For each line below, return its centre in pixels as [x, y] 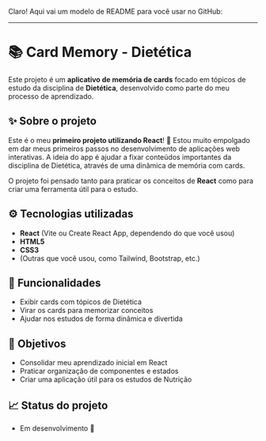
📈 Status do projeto [58, 405]
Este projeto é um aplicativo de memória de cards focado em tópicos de [127, 79]
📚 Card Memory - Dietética [100, 53]
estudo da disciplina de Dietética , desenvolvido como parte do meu [119, 88]
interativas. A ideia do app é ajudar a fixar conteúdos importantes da [120, 156]
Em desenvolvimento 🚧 [57, 428]
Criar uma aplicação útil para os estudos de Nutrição [106, 379]
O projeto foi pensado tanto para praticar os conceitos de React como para [131, 180]
